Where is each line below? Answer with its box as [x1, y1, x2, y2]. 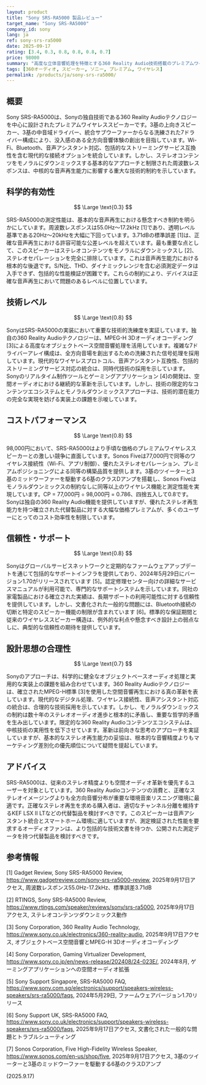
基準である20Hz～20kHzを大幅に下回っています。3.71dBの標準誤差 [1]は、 [6, 231, 194, 239]
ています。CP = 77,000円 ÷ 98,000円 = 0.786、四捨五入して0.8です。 [17, 490, 192, 497]
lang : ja [6, 32, 29, 38]
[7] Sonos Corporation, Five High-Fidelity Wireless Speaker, [6, 1045, 158, 1052]
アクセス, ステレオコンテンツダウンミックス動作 [6, 911, 128, 918]
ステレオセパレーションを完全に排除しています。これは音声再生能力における [6, 254, 199, 261]
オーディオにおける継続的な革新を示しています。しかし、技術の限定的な [11, 380, 194, 387]
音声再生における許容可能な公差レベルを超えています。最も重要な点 [17, 239, 188, 246]
